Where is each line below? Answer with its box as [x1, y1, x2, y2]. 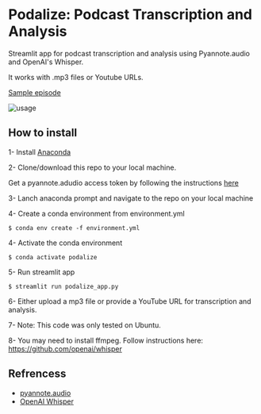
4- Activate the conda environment [8, 238, 123, 247]
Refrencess [8, 367, 67, 381]
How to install [8, 126, 78, 140]
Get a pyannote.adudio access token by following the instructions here [8, 178, 240, 187]
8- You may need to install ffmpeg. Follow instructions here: [8, 335, 204, 345]
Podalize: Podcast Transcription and [8, 6, 252, 24]
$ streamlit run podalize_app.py [8, 282, 119, 290]
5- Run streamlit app [8, 267, 75, 277]
